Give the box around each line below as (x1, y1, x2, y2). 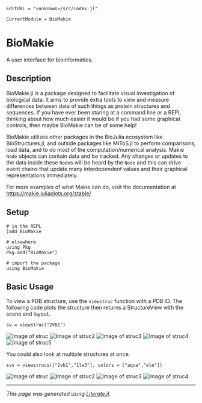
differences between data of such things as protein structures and (6, 102, 170, 110)
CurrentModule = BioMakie (6, 16, 71, 22)
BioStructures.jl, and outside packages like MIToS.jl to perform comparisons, (6, 139, 196, 147)
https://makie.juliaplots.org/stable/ (6, 190, 91, 197)
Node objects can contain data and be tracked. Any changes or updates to (6, 152, 188, 160)
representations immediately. (6, 172, 78, 179)
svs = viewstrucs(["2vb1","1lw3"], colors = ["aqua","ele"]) (6, 362, 163, 369)
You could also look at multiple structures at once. (6, 351, 130, 358)
